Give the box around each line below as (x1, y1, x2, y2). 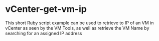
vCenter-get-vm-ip (5, 3, 87, 15)
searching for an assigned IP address (5, 30, 82, 36)
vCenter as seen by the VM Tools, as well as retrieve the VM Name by (5, 25, 149, 31)
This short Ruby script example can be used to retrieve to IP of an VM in (5, 20, 154, 26)
